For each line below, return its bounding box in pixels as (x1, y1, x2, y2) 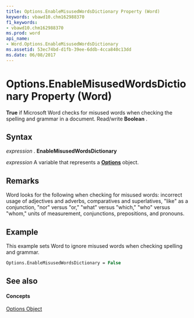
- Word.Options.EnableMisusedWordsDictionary (6, 42, 118, 47)
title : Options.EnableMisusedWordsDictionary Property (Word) (6, 8, 160, 15)
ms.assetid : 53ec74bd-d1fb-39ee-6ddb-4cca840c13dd (6, 47, 132, 53)
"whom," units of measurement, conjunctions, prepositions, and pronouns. (6, 210, 185, 217)
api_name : (6, 36, 30, 42)
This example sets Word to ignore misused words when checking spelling (6, 243, 183, 249)
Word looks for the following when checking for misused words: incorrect (6, 191, 182, 199)
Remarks (6, 176, 40, 186)
